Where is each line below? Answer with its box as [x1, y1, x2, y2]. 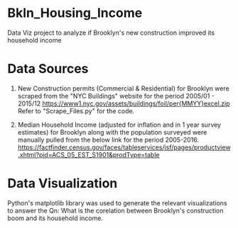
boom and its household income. [7, 214, 103, 222]
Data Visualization [7, 176, 118, 192]
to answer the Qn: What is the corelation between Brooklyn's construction [7, 206, 224, 215]
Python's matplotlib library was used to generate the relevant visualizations [7, 198, 227, 207]
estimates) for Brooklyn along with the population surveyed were [17, 127, 207, 136]
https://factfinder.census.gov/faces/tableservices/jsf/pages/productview [17, 143, 231, 152]
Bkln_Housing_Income [7, 5, 143, 21]
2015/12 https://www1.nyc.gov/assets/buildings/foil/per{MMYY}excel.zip [17, 99, 230, 108]
